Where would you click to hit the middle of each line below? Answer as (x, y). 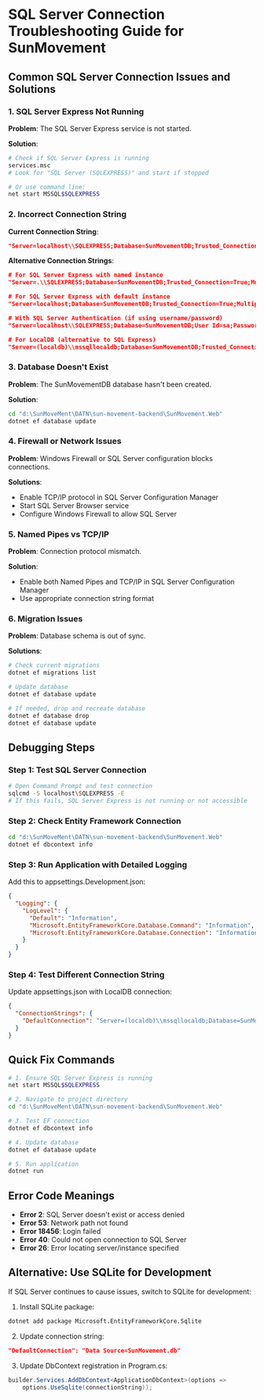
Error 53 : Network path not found (73, 1223)
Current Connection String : (53, 231)
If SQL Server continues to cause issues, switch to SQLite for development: (130, 1291)
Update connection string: (62, 1336)
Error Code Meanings (62, 1196)
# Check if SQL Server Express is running (79, 158)
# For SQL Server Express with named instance (86, 275)
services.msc (29, 165)
